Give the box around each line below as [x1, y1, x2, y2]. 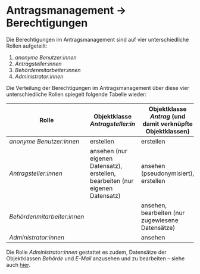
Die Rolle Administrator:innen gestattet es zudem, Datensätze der [6, 248, 167, 256]
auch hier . [6, 261, 31, 268]
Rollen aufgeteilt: [6, 42, 48, 49]
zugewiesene [140, 216, 179, 224]
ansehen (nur [90, 147, 128, 155]
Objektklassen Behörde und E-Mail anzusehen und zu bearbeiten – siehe [6, 254, 185, 262]
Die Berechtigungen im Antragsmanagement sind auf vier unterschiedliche [6, 36, 189, 43]
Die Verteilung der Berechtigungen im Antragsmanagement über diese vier [6, 84, 189, 91]
